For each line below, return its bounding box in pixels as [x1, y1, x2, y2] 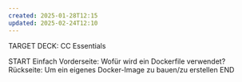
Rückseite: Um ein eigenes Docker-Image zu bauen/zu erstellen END [8, 64, 235, 74]
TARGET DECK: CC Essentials [8, 41, 106, 50]
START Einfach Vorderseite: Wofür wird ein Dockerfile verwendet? [8, 57, 226, 66]
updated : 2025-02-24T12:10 [8, 19, 98, 27]
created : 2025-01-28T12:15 [8, 11, 98, 20]
